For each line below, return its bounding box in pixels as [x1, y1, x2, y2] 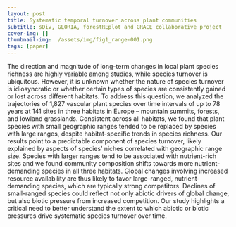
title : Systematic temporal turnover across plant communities [7, 17, 197, 24]
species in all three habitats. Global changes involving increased [41, 167, 228, 175]
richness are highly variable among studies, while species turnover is [7, 70, 208, 78]
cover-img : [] [7, 30, 49, 37]
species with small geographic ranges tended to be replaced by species [7, 122, 216, 130]
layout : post [7, 10, 46, 18]
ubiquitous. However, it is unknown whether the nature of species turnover [7, 77, 224, 85]
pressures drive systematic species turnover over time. [7, 212, 167, 220]
